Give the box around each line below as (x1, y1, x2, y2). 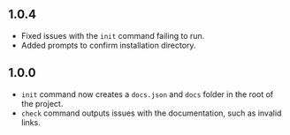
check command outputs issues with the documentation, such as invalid (20, 108, 282, 118)
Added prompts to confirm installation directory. (20, 40, 196, 50)
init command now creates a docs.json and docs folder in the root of (20, 88, 274, 100)
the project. (20, 98, 64, 109)
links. (20, 116, 41, 127)
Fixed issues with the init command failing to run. (20, 30, 205, 41)
